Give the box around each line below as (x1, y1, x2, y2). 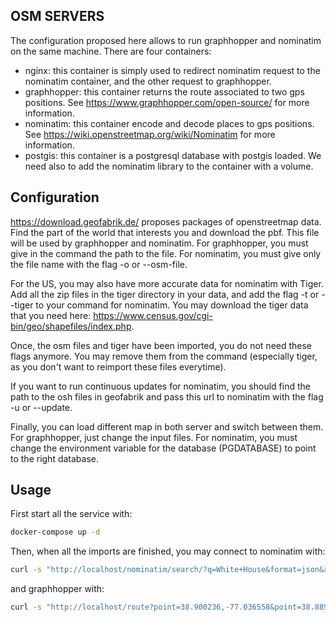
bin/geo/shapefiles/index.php (10, 320, 132, 332)
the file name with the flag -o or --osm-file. (10, 258, 188, 270)
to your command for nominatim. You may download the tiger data (35, 299, 309, 311)
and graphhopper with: (10, 583, 105, 595)
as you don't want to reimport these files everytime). (10, 360, 227, 373)
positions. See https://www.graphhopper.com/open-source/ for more (24, 96, 310, 108)
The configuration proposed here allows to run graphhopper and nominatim (10, 34, 322, 46)
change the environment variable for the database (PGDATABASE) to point (10, 442, 317, 454)
